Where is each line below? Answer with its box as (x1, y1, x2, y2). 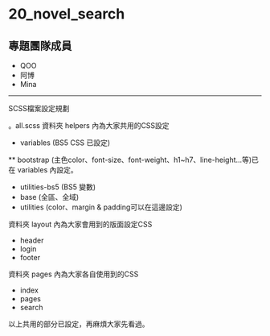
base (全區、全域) (19, 193, 80, 201)
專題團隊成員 (8, 39, 72, 52)
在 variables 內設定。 (8, 165, 78, 174)
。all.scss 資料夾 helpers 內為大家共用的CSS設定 (8, 121, 170, 130)
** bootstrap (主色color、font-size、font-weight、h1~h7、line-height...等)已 (8, 155, 259, 164)
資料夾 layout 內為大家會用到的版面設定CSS (8, 219, 153, 229)
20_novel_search (8, 5, 125, 23)
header (19, 235, 44, 245)
